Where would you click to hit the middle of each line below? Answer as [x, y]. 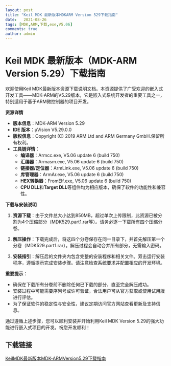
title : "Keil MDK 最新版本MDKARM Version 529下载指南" [62, 15]
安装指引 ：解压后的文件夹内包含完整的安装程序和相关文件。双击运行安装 [89, 256]
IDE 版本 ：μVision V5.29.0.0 [42, 130]
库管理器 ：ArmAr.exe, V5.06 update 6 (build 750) [72, 174]
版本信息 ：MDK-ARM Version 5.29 [49, 123]
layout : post [19, 10]
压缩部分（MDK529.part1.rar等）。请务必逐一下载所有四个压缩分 [95, 222]
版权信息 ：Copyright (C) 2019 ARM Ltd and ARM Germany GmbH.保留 [86, 136]
